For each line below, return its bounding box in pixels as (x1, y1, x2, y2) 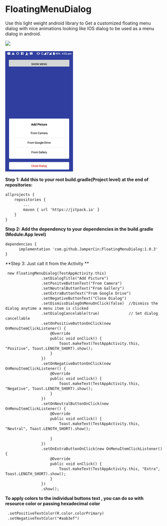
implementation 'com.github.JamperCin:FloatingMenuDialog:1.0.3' (18, 247, 158, 252)
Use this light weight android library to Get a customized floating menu (5, 20, 151, 26)
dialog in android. (5, 31, 41, 37)
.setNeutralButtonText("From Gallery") (41, 286, 124, 291)
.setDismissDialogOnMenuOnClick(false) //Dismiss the (41, 301, 158, 306)
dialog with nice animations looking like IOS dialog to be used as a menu (5, 25, 154, 31)
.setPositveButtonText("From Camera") (41, 281, 122, 286)
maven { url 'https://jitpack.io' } (23, 207, 100, 212)
